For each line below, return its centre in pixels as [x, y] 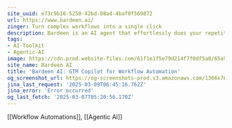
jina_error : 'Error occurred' [51, 91]
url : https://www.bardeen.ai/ [51, 20]
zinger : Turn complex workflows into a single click [85, 26]
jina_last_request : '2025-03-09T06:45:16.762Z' [77, 84]
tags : [15, 39]
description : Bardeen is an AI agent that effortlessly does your [105, 33]
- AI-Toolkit [26, 46]
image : [17, 59]
